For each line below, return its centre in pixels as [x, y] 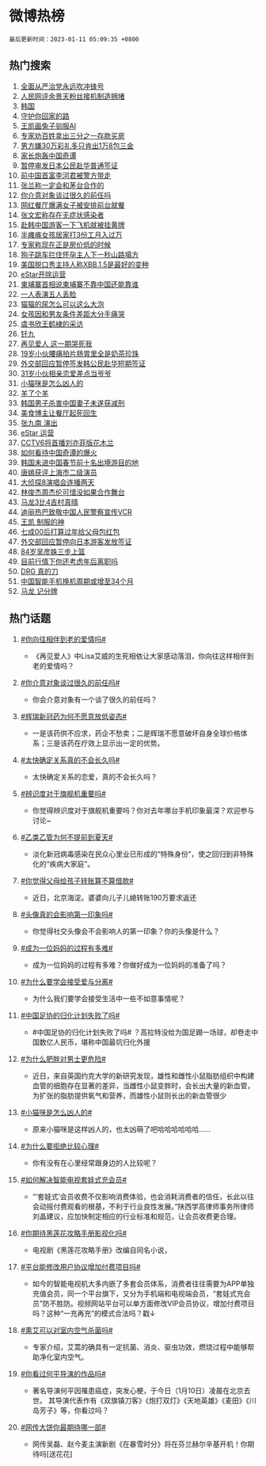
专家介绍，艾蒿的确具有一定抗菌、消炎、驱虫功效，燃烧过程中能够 [140, 1346]
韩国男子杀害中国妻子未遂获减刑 [72, 403]
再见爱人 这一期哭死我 [56, 343]
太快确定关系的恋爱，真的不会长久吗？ [95, 776]
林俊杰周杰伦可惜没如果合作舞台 [72, 492]
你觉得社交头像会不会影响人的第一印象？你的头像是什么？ [126, 931]
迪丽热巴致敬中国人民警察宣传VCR [76, 512]
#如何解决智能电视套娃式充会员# [74, 1179]
